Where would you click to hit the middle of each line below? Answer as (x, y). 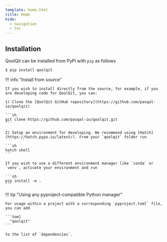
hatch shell (18, 150)
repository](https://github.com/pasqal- (113, 102)
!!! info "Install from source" (34, 79)
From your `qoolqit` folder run (113, 137)
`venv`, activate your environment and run (51, 168)
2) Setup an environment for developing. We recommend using (70, 133)
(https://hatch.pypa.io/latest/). (41, 137)
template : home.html (27, 10)
